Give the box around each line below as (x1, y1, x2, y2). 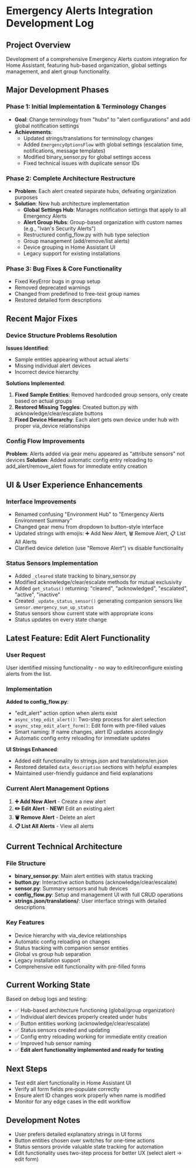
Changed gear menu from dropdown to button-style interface (14, 523, 164, 530)
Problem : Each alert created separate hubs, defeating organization (14, 187, 177, 194)
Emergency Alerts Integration (6, 4, 154, 18)
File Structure (6, 859, 46, 867)
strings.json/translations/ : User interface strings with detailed (14, 897, 167, 904)
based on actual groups (14, 397, 72, 404)
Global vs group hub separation (14, 950, 91, 957)
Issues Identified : (6, 345, 50, 352)
